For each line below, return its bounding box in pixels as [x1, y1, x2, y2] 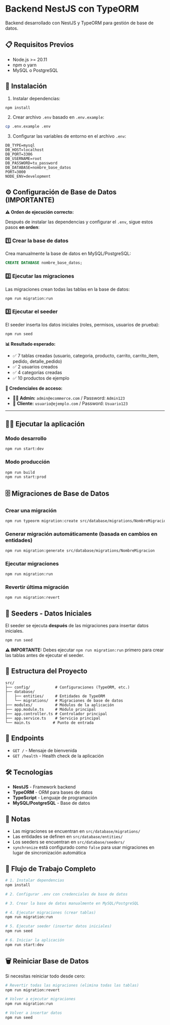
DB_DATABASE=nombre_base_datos [5, 165, 71, 170]
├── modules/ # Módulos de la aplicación [5, 702, 114, 708]
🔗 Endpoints [5, 734, 45, 743]
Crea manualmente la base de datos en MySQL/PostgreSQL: [5, 251, 132, 257]
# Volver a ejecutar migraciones [5, 997, 76, 1002]
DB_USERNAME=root [5, 156, 42, 161]
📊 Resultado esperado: [5, 341, 56, 347]
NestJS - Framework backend [12, 784, 76, 790]
